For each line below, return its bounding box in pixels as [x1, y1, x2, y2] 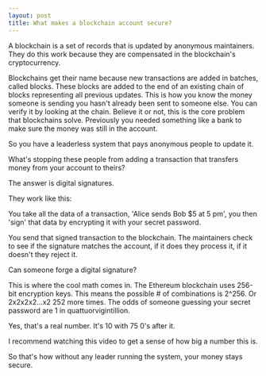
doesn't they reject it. [8, 249, 78, 259]
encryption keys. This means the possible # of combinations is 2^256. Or [18, 289, 257, 298]
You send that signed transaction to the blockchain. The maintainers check [8, 232, 253, 242]
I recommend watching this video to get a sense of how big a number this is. [8, 336, 258, 346]
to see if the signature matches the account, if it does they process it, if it [8, 241, 248, 251]
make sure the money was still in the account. [8, 124, 158, 133]
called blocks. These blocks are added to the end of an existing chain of [8, 81, 245, 91]
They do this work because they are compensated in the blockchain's [8, 49, 236, 59]
